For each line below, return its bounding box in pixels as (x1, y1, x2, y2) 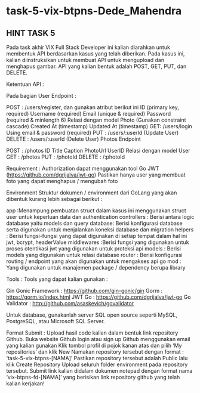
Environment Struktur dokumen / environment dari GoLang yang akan (6, 189, 177, 196)
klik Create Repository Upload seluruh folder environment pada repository (6, 361, 188, 368)
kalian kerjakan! (6, 380, 45, 387)
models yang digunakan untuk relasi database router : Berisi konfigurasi (6, 252, 183, 258)
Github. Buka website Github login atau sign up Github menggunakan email (6, 336, 190, 342)
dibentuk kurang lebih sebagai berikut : (6, 196, 103, 202)
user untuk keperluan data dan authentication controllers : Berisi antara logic (6, 213, 195, 220)
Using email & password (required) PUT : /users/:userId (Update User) (6, 129, 179, 136)
